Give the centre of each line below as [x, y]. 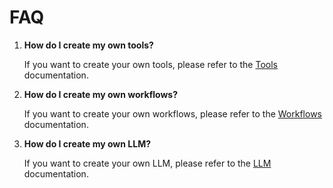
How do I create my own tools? [88, 45]
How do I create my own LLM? [87, 143]
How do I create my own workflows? [100, 94]
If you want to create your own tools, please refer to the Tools [150, 64]
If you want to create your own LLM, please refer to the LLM [147, 163]
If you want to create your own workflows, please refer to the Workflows [172, 113]
